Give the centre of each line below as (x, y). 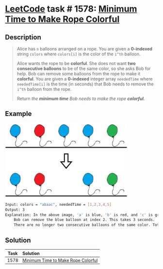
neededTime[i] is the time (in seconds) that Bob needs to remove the (85, 84)
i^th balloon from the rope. (44, 89)
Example (18, 114)
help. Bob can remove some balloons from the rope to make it (79, 74)
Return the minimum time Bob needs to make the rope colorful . (81, 99)
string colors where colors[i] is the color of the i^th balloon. (79, 54)
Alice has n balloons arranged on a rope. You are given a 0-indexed (85, 49)
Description (23, 37)
